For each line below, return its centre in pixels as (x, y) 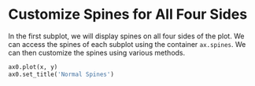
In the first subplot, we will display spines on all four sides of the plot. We (126, 36)
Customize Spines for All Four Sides (128, 14)
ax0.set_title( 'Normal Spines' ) (61, 74)
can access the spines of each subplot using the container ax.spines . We (127, 44)
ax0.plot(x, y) (33, 67)
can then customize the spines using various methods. (97, 52)
